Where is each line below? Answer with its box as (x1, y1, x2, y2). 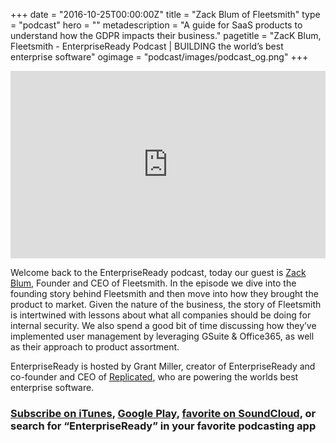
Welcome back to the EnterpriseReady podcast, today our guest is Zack (10, 267, 307, 278)
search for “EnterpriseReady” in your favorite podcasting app (10, 419, 317, 433)
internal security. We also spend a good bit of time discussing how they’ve (10, 320, 317, 331)
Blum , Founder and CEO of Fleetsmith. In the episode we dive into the (10, 277, 297, 289)
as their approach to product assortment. (10, 341, 180, 353)
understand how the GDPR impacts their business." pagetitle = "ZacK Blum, (10, 30, 322, 41)
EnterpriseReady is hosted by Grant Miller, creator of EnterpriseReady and (10, 360, 316, 372)
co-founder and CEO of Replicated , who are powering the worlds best (10, 371, 299, 383)
